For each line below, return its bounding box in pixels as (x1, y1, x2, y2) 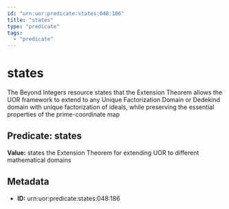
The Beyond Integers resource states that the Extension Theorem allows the (7, 88, 223, 97)
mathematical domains (7, 156, 72, 164)
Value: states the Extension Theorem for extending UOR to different (7, 148, 199, 157)
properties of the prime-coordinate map (7, 110, 120, 119)
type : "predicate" (7, 23, 60, 30)
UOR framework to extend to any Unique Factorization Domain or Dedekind (7, 96, 221, 104)
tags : (7, 29, 23, 37)
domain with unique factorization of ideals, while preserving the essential (7, 103, 215, 111)
